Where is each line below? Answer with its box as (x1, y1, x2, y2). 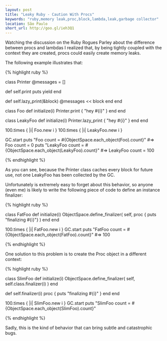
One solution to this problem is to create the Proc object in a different (5, 251, 147, 257)
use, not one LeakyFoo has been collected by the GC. (5, 172, 115, 178)
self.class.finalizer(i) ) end (5, 281, 58, 287)
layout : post (5, 7, 32, 12)
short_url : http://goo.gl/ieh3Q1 (5, 26, 75, 31)
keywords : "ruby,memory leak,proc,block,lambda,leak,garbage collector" (5, 16, 159, 21)
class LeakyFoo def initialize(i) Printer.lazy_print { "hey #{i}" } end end (5, 117, 148, 123)
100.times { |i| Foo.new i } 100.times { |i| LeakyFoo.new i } (5, 127, 123, 133)
